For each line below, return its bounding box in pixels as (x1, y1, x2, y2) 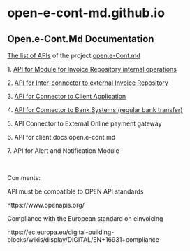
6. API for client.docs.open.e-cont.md (7, 133, 116, 141)
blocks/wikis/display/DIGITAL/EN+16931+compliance (7, 236, 159, 243)
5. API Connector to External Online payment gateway (7, 119, 162, 128)
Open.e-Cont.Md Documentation (7, 33, 154, 45)
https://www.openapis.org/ (7, 201, 85, 209)
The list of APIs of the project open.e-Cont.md (7, 51, 141, 60)
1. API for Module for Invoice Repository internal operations (7, 65, 177, 73)
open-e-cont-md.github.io (7, 5, 166, 21)
